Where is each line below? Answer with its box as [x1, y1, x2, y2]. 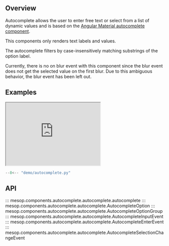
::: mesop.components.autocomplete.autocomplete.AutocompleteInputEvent [5, 214, 163, 220]
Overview [5, 4, 37, 13]
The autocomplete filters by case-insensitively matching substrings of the [5, 47, 158, 53]
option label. [5, 53, 31, 59]
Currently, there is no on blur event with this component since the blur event [5, 63, 163, 69]
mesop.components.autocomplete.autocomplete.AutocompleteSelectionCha [5, 229, 164, 236]
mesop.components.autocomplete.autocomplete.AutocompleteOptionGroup [5, 208, 163, 214]
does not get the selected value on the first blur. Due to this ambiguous [5, 68, 152, 74]
